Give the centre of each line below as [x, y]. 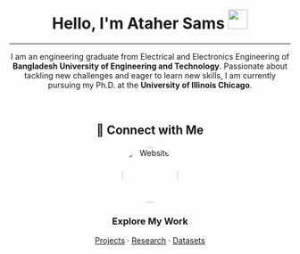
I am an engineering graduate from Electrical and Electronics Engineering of [150, 56]
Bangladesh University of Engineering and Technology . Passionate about [150, 66]
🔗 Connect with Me [150, 131]
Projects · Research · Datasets [150, 241]
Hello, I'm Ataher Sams [138, 24]
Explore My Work [150, 221]
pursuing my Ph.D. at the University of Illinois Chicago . [150, 85]
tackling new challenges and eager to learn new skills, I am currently [150, 75]
